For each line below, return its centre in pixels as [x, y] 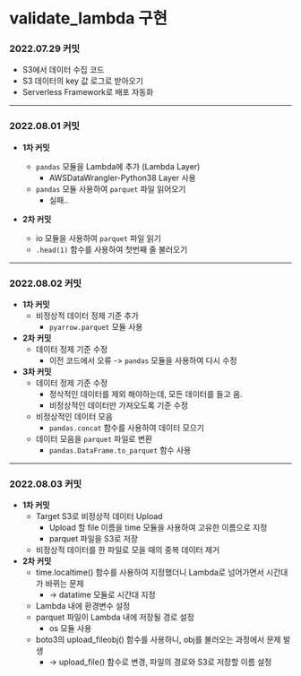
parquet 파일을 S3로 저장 [94, 539]
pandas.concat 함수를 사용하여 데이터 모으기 [126, 428]
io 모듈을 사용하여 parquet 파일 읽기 [98, 238]
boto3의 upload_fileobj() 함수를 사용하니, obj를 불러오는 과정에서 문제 [159, 640]
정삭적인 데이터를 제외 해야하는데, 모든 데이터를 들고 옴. [146, 394]
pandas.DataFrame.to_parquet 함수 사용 [120, 450]
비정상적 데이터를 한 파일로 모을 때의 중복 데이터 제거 [128, 550]
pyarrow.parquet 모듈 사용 [96, 327]
